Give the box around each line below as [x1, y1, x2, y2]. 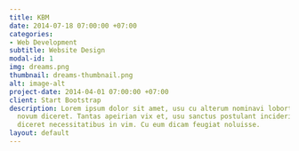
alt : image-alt [9, 79, 66, 88]
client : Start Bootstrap [9, 95, 101, 105]
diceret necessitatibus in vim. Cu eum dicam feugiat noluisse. [17, 121, 261, 130]
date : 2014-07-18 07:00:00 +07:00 [9, 21, 138, 30]
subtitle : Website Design [9, 46, 105, 55]
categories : [9, 29, 53, 38]
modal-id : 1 [9, 54, 53, 63]
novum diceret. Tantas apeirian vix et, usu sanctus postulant [17, 112, 256, 121]
